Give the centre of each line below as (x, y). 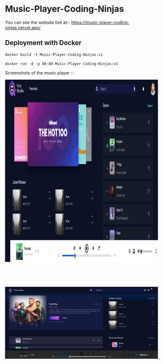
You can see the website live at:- (38, 22)
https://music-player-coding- (100, 22)
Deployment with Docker (43, 43)
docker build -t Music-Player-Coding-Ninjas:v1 (54, 54)
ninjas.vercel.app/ (23, 27)
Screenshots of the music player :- (40, 73)
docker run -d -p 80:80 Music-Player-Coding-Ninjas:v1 (62, 64)
